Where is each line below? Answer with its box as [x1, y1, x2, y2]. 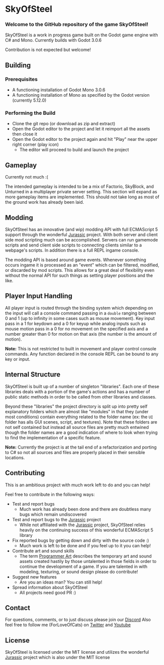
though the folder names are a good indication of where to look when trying [5, 429, 158, 435]
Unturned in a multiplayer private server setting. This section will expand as [5, 189, 158, 195]
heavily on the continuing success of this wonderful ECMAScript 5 [19, 527, 153, 533]
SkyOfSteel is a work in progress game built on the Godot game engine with [5, 32, 158, 38]
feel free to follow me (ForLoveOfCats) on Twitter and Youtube [5, 622, 131, 628]
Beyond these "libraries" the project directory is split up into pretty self [5, 403, 148, 409]
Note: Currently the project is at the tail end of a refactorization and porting [5, 444, 157, 450]
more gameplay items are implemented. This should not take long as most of [5, 194, 160, 200]
